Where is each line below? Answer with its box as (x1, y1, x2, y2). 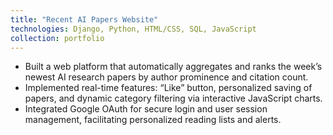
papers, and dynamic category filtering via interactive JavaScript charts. (24, 92, 323, 105)
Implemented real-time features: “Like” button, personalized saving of (24, 82, 313, 94)
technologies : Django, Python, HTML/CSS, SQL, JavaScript (10, 24, 257, 34)
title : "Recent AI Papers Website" (10, 14, 159, 25)
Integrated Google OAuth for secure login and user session (24, 103, 268, 115)
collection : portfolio (10, 33, 105, 43)
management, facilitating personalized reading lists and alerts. (24, 114, 282, 126)
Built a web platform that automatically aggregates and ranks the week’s (24, 61, 323, 73)
